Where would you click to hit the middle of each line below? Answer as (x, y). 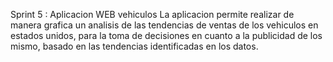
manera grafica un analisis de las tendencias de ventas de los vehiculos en (164, 25)
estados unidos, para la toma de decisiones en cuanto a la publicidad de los (166, 35)
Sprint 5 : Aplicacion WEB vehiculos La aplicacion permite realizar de (152, 14)
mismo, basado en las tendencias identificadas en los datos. (134, 46)
